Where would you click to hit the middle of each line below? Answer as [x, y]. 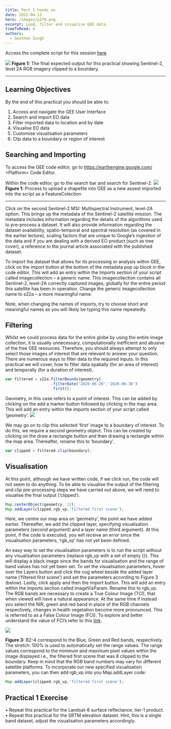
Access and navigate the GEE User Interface [59, 111]
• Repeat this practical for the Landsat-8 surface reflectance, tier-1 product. [85, 710]
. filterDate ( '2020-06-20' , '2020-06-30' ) [94, 384]
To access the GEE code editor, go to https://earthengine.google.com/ [79, 167]
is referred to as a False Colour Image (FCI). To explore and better [74, 615]
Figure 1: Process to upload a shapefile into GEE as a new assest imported [83, 188]
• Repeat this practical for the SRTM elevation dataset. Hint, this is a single [83, 715]
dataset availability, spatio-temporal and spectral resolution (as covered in [83, 230]
